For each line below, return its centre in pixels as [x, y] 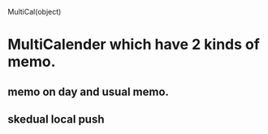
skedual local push [56, 119]
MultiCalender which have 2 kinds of [134, 45]
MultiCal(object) [35, 12]
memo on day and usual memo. [89, 91]
